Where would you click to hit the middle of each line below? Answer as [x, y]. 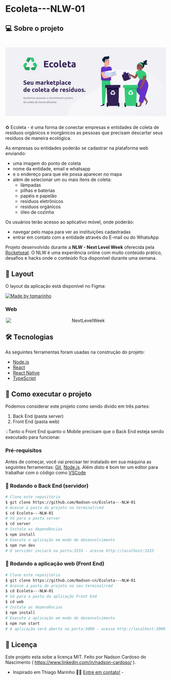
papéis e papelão [39, 196]
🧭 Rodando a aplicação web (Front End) [55, 564]
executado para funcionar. [33, 437]
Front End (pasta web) [36, 422]
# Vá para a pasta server [33, 518]
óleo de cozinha [37, 212]
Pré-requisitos [23, 450]
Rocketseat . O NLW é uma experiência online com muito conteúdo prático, [84, 253]
